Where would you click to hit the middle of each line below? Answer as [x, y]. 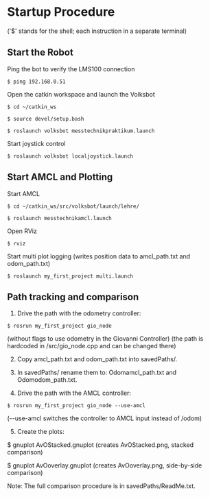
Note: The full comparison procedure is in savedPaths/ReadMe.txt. [101, 486]
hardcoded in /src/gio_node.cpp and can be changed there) [92, 346]
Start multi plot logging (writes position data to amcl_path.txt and [99, 256]
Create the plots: [40, 432]
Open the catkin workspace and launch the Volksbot [81, 94]
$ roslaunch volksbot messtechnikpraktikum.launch [81, 131]
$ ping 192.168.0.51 [37, 82]
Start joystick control [36, 143]
